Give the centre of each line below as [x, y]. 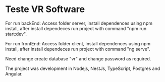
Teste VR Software [45, 9]
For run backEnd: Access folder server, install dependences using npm [79, 23]
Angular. [14, 73]
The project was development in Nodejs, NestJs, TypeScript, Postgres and [83, 68]
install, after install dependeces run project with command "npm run [76, 28]
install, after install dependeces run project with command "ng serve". [78, 49]
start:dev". [16, 34]
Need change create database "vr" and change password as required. [78, 58]
